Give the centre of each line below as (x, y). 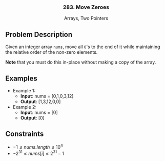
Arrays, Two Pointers (86, 18)
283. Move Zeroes (86, 7)
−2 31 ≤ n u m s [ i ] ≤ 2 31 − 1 (38, 153)
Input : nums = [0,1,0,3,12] (47, 96)
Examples (21, 78)
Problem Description (39, 34)
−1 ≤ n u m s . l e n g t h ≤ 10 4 (38, 147)
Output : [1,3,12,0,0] (40, 102)
